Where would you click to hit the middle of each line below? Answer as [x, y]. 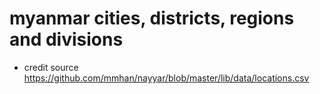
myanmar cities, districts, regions [152, 18]
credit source [51, 67]
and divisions [66, 39]
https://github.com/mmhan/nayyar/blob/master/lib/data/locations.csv [166, 78]
